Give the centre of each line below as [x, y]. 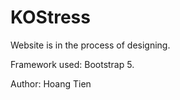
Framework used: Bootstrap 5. [72, 64]
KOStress [50, 17]
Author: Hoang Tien [51, 83]
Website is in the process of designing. [90, 45]
